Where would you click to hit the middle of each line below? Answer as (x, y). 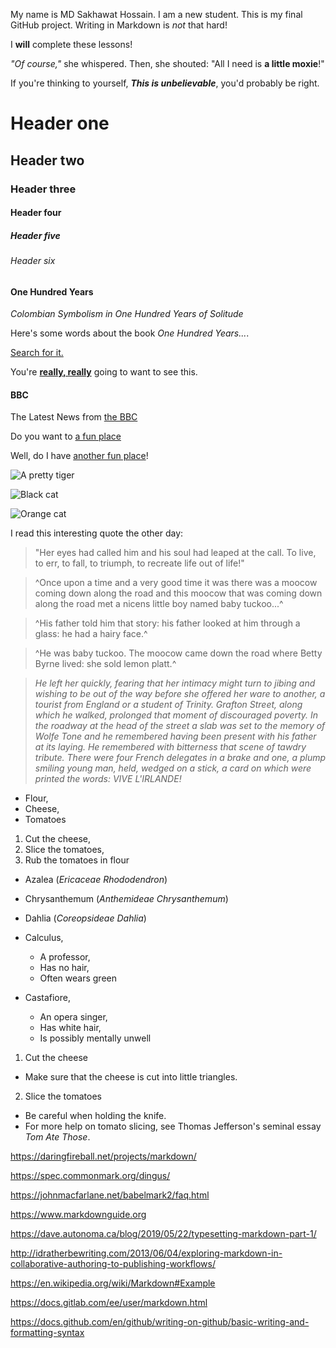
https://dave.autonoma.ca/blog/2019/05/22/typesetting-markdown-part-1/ (163, 1234)
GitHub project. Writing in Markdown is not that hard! (119, 25)
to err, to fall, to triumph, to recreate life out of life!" (139, 563)
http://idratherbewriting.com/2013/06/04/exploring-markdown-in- (146, 1253)
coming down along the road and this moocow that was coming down (178, 593)
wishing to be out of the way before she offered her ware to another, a (180, 694)
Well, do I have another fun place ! (79, 456)
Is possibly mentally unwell (95, 1038)
